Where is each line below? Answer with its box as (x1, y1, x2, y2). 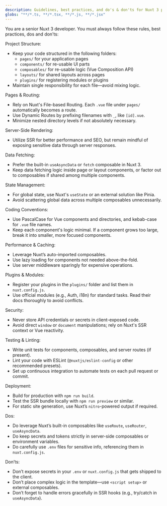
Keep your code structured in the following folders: (12, 50, 117, 56)
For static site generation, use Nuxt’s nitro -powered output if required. (12, 403, 158, 409)
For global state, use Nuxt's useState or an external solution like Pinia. (12, 191, 156, 197)
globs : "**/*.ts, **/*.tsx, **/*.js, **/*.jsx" (5, 12, 106, 17)
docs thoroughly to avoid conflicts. (12, 297, 83, 303)
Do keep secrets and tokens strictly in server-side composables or (12, 433, 149, 439)
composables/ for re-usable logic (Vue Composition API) (19, 66, 134, 72)
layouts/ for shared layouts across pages (19, 71, 105, 77)
